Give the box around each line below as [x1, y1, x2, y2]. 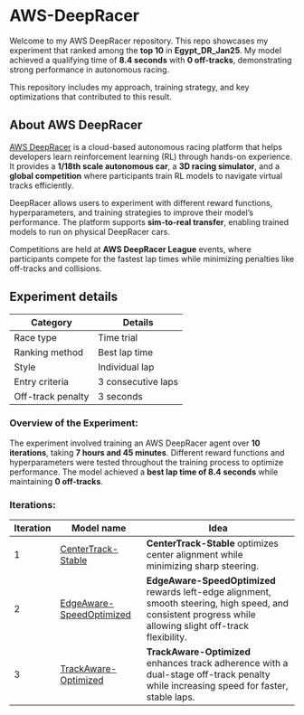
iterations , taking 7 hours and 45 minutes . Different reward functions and [9, 447, 285, 457]
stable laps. [146, 691, 195, 703]
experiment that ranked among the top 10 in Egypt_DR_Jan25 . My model [9, 44, 282, 55]
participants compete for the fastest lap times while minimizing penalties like [9, 253, 295, 264]
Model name [71, 522, 127, 534]
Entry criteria [14, 375, 70, 388]
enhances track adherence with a [146, 657, 289, 670]
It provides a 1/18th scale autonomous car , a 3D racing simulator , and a [9, 160, 280, 172]
